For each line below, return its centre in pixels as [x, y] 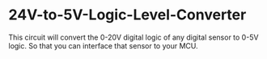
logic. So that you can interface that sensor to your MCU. [103, 45]
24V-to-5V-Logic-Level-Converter [127, 15]
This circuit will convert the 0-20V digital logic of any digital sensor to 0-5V [133, 37]
